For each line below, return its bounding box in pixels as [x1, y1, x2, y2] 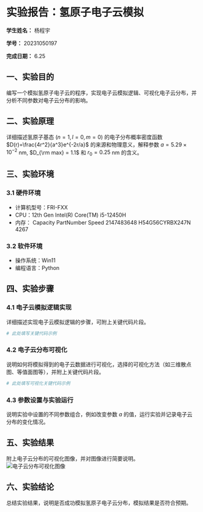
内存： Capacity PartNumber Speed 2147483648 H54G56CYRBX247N [14, 218, 192, 226]
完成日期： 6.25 [6, 52, 46, 59]
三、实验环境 [6, 169, 54, 179]
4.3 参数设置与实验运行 [6, 396, 74, 404]
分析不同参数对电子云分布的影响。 [6, 96, 91, 103]
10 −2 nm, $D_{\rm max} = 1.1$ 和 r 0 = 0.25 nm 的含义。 [6, 148, 143, 157]
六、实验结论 [6, 482, 54, 492]
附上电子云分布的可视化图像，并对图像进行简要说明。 [6, 455, 139, 462]
